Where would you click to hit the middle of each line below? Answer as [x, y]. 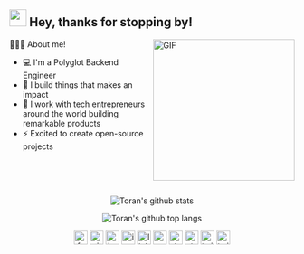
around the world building [71, 113]
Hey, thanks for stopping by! [110, 22]
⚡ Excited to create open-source [83, 133]
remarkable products [62, 123]
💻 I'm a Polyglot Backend [71, 62]
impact [35, 94]
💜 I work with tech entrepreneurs [84, 104]
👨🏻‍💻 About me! [38, 44]
